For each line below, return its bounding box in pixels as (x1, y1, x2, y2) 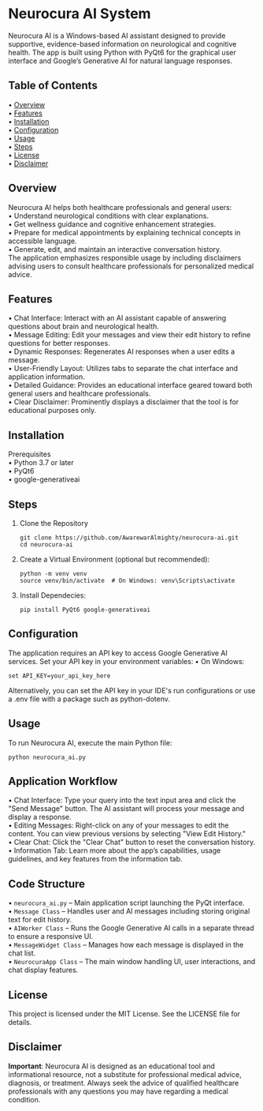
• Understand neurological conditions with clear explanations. (8, 211, 209, 220)
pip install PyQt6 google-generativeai (19, 606, 151, 614)
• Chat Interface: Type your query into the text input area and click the (8, 795, 236, 805)
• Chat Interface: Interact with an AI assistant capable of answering (8, 313, 227, 323)
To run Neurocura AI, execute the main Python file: (8, 738, 172, 747)
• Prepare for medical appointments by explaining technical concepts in (8, 227, 241, 237)
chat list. (8, 948, 36, 958)
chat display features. (8, 965, 79, 975)
